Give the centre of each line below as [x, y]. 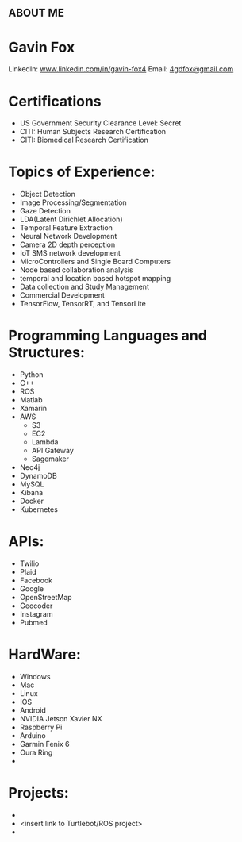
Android [33, 710]
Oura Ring [36, 752]
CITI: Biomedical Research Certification [84, 140]
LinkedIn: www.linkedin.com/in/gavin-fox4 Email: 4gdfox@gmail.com [121, 69]
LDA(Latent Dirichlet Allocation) [71, 219]
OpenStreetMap [46, 598]
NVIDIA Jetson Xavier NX [61, 719]
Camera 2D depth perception [67, 244]
